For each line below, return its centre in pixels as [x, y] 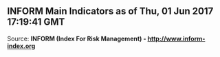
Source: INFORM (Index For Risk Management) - [77, 38]
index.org [21, 46]
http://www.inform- [176, 38]
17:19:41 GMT [36, 22]
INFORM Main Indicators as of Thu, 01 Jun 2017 [110, 11]
